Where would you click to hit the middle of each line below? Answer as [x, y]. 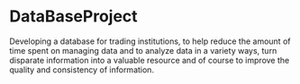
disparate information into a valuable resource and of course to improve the [150, 60]
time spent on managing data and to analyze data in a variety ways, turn [143, 50]
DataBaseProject [73, 17]
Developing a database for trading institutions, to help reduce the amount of [150, 41]
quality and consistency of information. [82, 70]
